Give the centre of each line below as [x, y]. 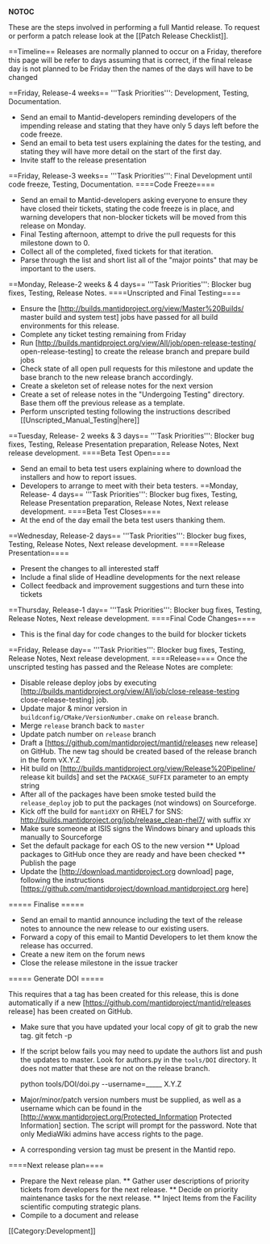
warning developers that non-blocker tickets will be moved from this [133, 217]
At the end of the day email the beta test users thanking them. [123, 520]
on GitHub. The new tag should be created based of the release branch [138, 751]
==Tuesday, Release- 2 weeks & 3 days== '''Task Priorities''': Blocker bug [131, 436]
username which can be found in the [81, 1108]
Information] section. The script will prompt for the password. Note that [138, 1125]
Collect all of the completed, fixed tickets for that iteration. [116, 251]
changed [23, 77]
